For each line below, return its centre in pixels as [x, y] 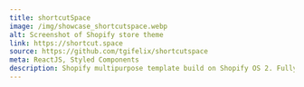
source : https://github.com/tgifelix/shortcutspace [109, 52]
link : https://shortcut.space [66, 43]
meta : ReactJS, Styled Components [75, 60]
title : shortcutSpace [50, 18]
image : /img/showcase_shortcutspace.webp [89, 26]
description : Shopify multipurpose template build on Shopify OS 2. [141, 69]
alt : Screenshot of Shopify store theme [87, 34]
